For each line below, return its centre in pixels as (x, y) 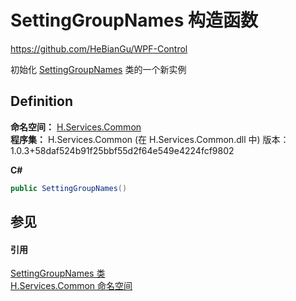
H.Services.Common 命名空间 (71, 286)
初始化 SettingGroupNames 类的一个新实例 (98, 69)
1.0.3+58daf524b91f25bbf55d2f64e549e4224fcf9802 (122, 150)
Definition (41, 101)
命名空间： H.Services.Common (76, 127)
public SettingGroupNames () (69, 188)
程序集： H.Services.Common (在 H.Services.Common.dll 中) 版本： (150, 139)
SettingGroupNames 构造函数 (134, 20)
